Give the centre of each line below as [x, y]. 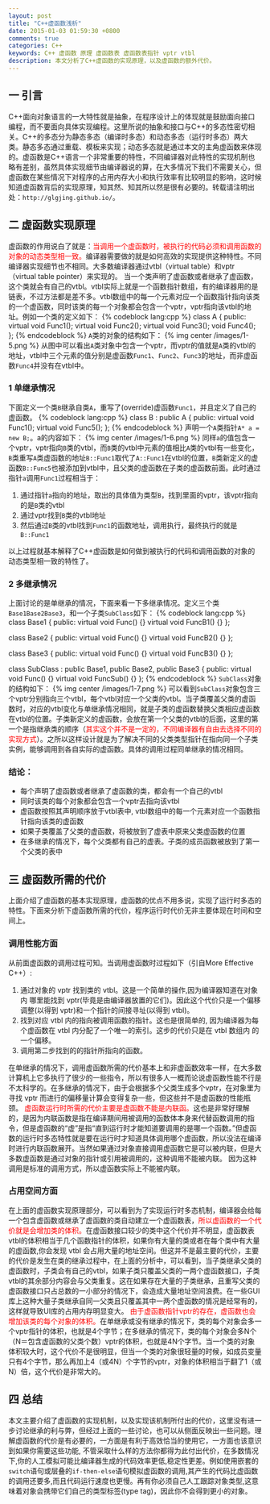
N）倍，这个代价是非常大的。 [57, 1371]
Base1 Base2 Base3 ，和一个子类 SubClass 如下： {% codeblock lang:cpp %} [127, 613]
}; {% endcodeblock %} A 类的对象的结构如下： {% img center [110, 335]
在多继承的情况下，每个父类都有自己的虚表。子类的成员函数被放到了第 [136, 842]
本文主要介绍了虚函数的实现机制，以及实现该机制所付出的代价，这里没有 [128, 1420]
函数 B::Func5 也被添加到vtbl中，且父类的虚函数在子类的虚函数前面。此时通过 [135, 468]
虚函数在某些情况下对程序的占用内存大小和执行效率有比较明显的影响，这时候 [135, 177]
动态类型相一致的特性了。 [51, 560]
